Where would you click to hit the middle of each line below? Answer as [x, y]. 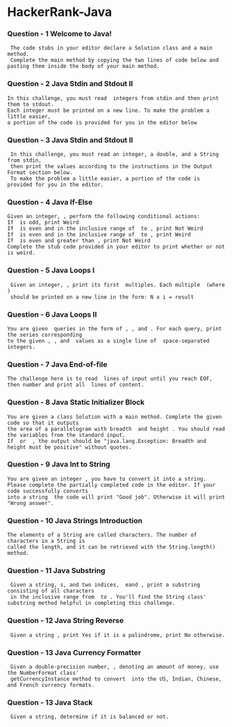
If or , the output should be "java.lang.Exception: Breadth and [107, 441]
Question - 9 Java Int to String [59, 465]
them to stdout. [31, 104]
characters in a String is [46, 541]
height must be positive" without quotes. [69, 447]
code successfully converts [48, 491]
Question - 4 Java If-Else [50, 202]
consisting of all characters [51, 591]
